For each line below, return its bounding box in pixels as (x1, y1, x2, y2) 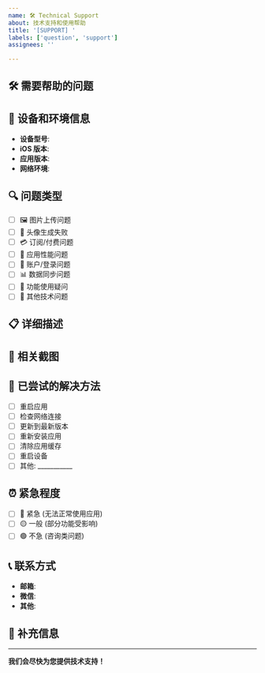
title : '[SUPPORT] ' (8, 26, 77, 34)
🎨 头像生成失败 (19, 227, 69, 237)
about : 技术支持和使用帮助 (8, 19, 87, 27)
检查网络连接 (19, 412, 62, 421)
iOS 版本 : (19, 144, 50, 154)
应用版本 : (19, 154, 50, 164)
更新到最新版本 (19, 422, 69, 431)
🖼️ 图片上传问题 (19, 215, 71, 225)
